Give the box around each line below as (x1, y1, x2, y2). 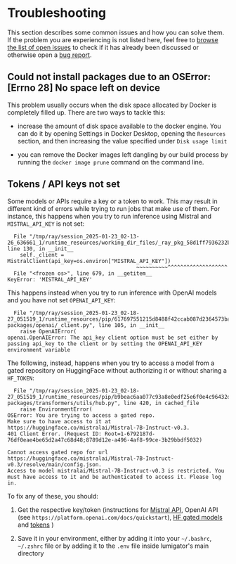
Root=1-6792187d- (104, 430, 156, 437)
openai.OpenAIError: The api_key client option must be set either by (7, 334, 218, 341)
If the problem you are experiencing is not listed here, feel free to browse (7, 35, 219, 44)
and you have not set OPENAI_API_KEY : (7, 295, 116, 304)
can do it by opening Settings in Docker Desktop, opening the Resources (17, 129, 226, 138)
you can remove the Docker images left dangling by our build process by (17, 150, 228, 159)
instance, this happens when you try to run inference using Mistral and (7, 212, 212, 220)
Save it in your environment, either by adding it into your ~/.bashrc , (17, 534, 212, 542)
